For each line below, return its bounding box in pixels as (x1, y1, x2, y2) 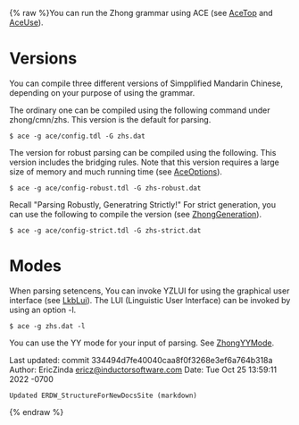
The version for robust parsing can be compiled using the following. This (9, 147, 277, 157)
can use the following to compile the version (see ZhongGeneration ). (9, 208, 262, 219)
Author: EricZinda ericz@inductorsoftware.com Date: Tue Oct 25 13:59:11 (9, 364, 278, 375)
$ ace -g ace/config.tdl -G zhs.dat (9, 132, 145, 140)
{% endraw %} (9, 406, 64, 417)
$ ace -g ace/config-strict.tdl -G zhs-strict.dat (9, 225, 202, 235)
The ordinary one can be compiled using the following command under (9, 105, 270, 115)
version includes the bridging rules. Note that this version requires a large (9, 157, 279, 167)
